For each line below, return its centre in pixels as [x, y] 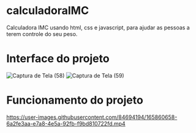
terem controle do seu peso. [42, 34]
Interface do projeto [58, 59]
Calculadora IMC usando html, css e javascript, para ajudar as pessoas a [98, 27]
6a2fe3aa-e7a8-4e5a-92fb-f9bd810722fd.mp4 [66, 123]
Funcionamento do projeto [75, 100]
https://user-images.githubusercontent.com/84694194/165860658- [92, 117]
